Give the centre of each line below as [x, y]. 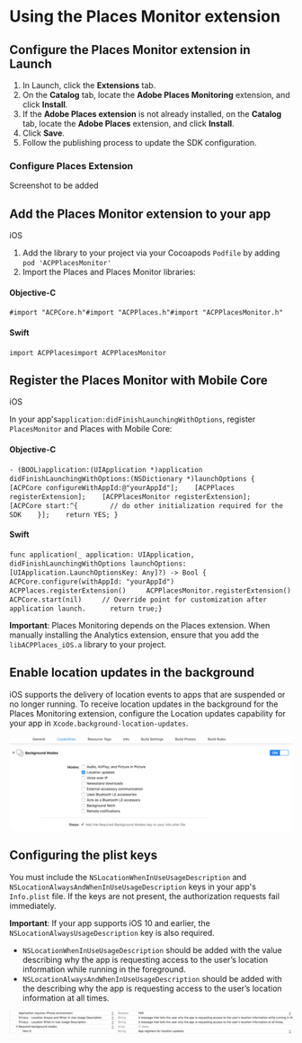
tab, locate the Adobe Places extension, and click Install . [129, 124]
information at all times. [66, 998]
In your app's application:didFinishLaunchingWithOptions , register [133, 419]
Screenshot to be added [54, 185]
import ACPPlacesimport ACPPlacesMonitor [88, 352]
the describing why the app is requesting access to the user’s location [152, 988]
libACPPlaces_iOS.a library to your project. [88, 644]
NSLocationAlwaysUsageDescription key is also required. [112, 932]
